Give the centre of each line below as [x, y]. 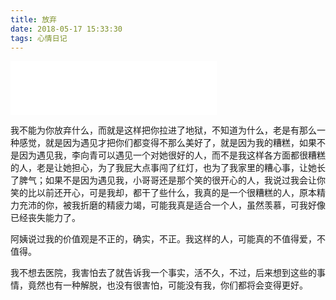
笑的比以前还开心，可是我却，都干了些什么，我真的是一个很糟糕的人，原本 [163, 193]
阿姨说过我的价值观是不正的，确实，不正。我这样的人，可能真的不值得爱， [163, 239]
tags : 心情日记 [39, 38]
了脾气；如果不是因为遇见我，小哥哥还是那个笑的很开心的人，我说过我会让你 [168, 180]
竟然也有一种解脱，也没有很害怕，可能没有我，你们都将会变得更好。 [167, 285]
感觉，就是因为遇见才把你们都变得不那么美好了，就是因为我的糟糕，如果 [167, 143]
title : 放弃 [33, 19]
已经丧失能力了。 [45, 218]
